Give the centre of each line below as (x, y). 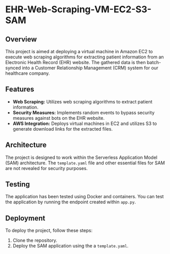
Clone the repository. (35, 240)
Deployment (25, 218)
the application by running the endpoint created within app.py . (71, 202)
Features (20, 89)
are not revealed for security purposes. (47, 168)
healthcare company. (28, 73)
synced (13, 68)
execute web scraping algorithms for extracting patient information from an (84, 57)
